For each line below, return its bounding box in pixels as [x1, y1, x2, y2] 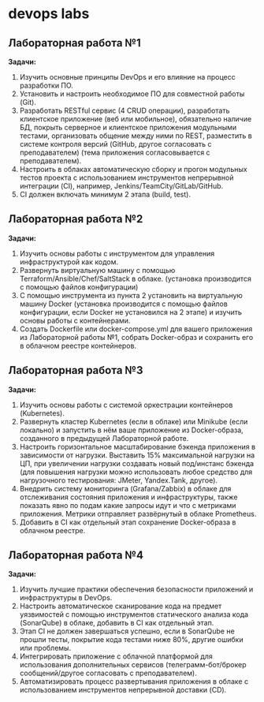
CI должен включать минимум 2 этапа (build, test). [19, 190, 191, 199]
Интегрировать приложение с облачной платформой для [19, 652, 213, 661]
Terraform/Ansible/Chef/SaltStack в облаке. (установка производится [19, 274, 252, 283]
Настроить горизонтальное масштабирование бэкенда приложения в [19, 442, 256, 451]
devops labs [8, 5, 90, 23]
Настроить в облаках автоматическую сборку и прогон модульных [19, 165, 247, 174]
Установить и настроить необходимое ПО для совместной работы [19, 89, 245, 99]
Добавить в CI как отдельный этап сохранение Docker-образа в [19, 517, 236, 527]
